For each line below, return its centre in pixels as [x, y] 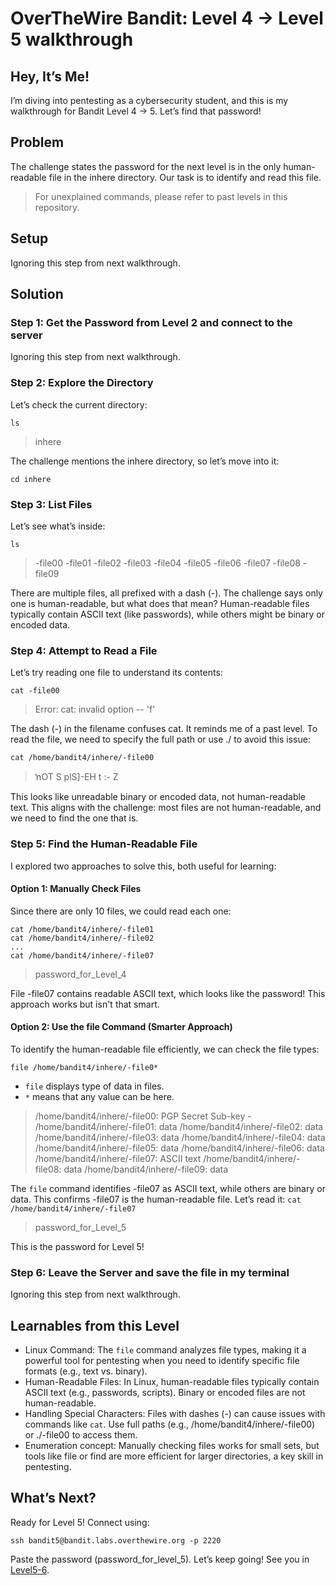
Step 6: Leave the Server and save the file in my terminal [150, 1272]
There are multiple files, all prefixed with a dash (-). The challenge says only [166, 593]
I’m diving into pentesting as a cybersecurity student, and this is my [149, 100]
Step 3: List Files [51, 504]
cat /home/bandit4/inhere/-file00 [82, 758]
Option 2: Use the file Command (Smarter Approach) [121, 1027]
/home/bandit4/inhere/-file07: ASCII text [118, 1158]
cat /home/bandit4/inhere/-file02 [82, 938]
